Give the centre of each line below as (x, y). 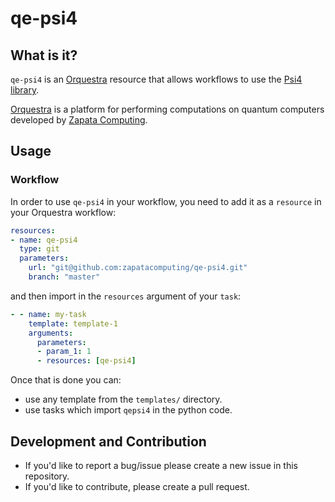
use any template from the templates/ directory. (123, 399)
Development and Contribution (108, 441)
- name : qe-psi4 (44, 240)
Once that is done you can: (66, 380)
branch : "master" (64, 277)
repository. (47, 476)
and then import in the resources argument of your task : (126, 296)
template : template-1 (73, 323)
